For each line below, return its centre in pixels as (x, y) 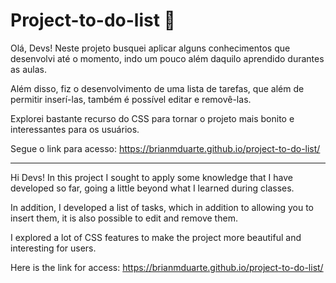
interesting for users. (53, 248)
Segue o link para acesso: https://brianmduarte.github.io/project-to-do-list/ (165, 148)
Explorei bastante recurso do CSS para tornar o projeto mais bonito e (152, 118)
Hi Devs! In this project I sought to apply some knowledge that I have (151, 177)
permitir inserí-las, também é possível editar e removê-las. (131, 99)
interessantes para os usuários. (75, 129)
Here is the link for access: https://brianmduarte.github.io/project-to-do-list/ (167, 267)
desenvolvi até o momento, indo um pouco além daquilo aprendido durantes (167, 58)
